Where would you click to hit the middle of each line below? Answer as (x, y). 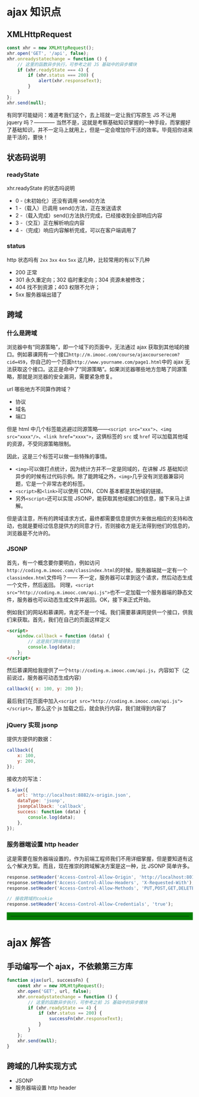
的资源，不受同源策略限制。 (40, 444)
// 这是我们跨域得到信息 (54, 642)
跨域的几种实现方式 (42, 1066)
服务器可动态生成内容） (56, 677)
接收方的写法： (25, 778)
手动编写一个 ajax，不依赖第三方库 (70, 966)
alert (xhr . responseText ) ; (70, 81)
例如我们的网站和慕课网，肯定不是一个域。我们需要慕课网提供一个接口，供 (97, 612)
